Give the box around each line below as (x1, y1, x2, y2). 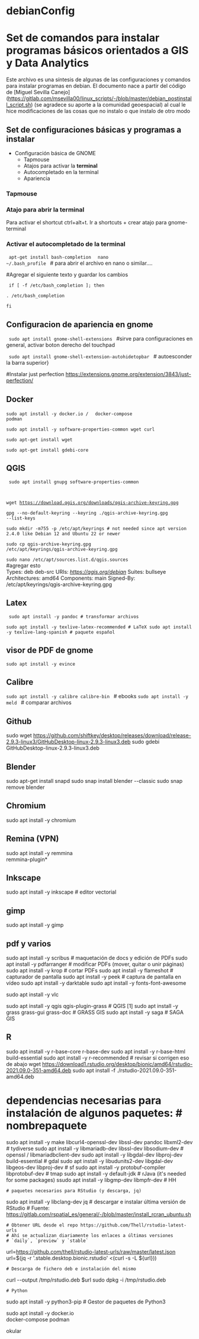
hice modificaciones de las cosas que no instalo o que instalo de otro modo (6, 108, 191, 115)
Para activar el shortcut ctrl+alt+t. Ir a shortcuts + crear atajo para (6, 219, 167, 226)
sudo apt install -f (72, 1067, 115, 1074)
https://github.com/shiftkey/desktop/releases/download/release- (33, 732, 191, 739)
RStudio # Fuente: (6, 1204, 50, 1212)
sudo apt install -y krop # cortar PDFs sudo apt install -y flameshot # (6, 967, 174, 974)
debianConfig (6, 4, 75, 18)
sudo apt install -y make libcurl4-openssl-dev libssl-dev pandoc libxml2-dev (6, 1138, 193, 1145)
